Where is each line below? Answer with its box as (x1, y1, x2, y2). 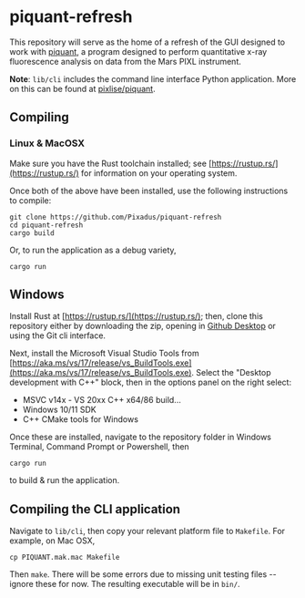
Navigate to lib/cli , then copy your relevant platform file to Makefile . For (9, 526, 285, 537)
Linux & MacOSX (9, 137, 85, 149)
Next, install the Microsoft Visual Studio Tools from (9, 348, 199, 359)
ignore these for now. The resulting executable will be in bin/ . (9, 579, 240, 590)
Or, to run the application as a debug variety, (9, 244, 177, 255)
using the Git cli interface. (9, 330, 107, 341)
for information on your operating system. (80, 167, 238, 179)
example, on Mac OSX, (9, 535, 96, 546)
